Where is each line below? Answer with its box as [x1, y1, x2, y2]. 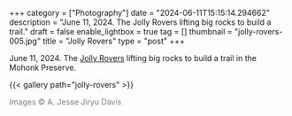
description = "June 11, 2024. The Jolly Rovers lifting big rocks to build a [9, 17, 272, 27]
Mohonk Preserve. [9, 62, 77, 73]
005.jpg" [9, 35, 42, 46]
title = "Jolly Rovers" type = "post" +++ [42, 35, 186, 46]
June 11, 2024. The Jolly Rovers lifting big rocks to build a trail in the [9, 53, 257, 63]
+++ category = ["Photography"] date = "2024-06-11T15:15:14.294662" [9, 8, 270, 18]
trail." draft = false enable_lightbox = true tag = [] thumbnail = [9, 27, 233, 36]
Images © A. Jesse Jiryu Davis [9, 97, 122, 107]
